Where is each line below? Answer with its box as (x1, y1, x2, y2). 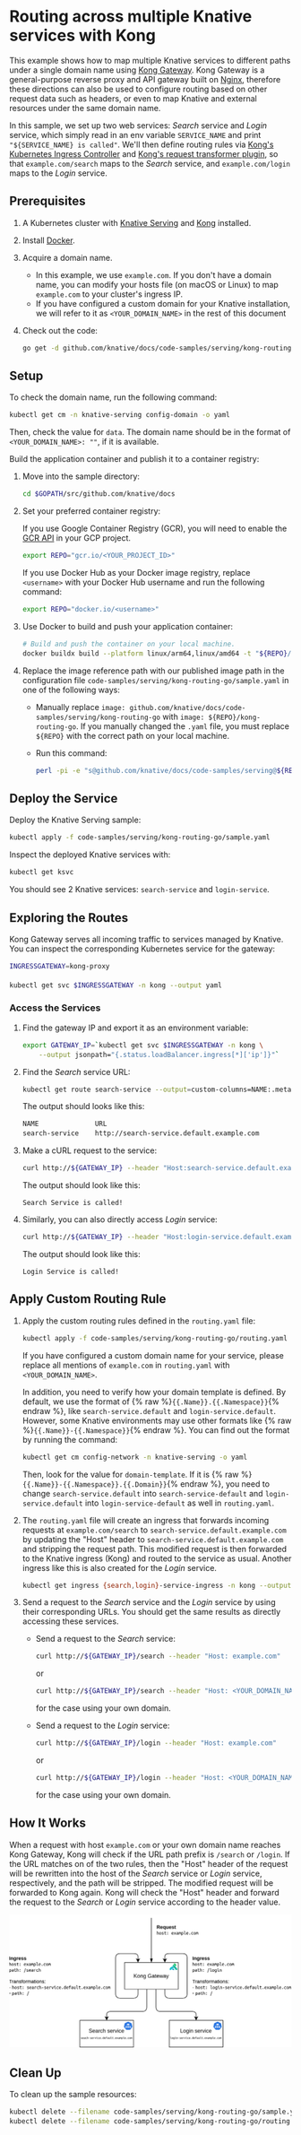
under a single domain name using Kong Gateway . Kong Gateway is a (9, 65, 265, 75)
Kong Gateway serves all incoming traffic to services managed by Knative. (9, 933, 284, 944)
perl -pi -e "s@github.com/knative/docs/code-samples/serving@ (35, 766, 278, 775)
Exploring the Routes (9, 910, 128, 925)
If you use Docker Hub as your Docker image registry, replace (21, 568, 251, 578)
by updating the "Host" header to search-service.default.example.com (21, 1533, 284, 1544)
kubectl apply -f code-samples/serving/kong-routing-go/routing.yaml (21, 1333, 288, 1342)
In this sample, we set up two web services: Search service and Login (9, 119, 267, 131)
